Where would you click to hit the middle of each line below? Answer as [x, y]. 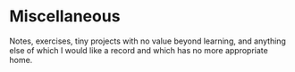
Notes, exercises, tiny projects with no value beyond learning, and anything [147, 41]
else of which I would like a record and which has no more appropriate [139, 50]
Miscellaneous [65, 16]
